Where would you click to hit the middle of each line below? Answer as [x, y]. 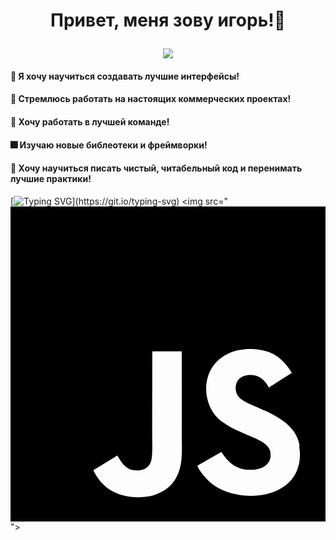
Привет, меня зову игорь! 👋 [168, 20]
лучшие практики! [51, 179]
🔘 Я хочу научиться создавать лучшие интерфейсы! [125, 76]
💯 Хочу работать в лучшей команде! [90, 121]
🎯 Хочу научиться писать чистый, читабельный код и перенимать [156, 168]
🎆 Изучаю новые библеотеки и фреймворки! [109, 145]
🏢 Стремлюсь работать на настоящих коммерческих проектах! [151, 99]
